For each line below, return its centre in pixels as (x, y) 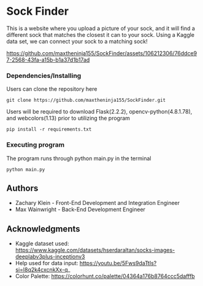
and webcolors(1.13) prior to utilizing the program (68, 118)
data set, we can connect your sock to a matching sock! (77, 41)
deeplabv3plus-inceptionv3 (50, 257)
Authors (22, 188)
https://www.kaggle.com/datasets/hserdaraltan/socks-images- (95, 250)
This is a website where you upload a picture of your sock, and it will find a (101, 28)
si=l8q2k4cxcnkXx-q (41, 270)
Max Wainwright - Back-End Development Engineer (80, 209)
